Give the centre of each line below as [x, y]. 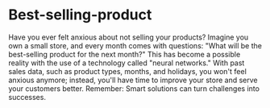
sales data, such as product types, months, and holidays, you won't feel [128, 71]
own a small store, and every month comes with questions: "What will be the [135, 45]
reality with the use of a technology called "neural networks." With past [127, 63]
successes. [27, 97]
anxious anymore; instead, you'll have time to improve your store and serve [133, 80]
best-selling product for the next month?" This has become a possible [125, 54]
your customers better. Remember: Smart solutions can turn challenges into [134, 88]
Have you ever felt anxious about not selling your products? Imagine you [129, 37]
